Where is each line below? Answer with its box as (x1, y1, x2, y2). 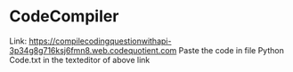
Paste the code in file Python (178, 44, 285, 55)
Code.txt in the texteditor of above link (9, 54, 151, 65)
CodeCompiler (9, 6, 119, 27)
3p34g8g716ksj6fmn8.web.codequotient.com (9, 44, 177, 55)
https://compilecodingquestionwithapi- (28, 36, 172, 46)
